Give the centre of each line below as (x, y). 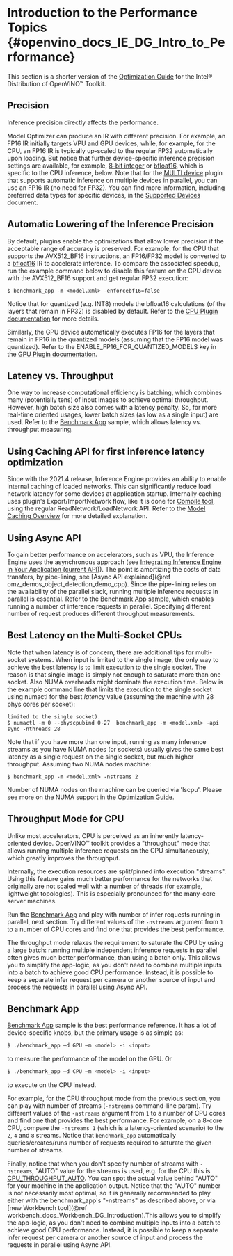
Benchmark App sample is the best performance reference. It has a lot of (112, 1025)
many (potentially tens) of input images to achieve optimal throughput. (108, 400)
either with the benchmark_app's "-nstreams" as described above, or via (111, 1200)
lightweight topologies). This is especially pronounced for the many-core (111, 893)
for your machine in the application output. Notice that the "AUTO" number (114, 1186)
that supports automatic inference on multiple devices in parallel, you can (112, 180)
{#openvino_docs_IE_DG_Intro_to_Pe (116, 42)
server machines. (32, 901)
